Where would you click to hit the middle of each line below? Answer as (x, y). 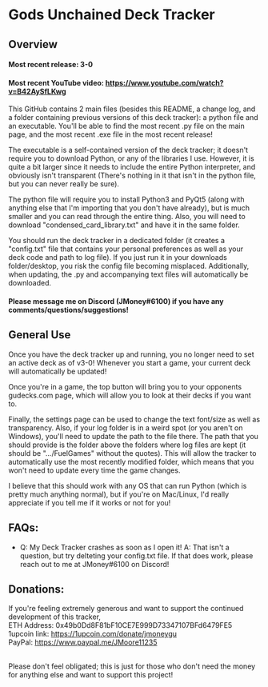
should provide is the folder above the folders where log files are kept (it (127, 445)
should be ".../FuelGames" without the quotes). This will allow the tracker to (132, 453)
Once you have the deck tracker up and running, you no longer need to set (131, 354)
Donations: (36, 589)
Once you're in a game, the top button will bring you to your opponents (125, 386)
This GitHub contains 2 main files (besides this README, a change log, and (132, 109)
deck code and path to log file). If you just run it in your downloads (118, 258)
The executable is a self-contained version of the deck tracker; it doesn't (128, 150)
